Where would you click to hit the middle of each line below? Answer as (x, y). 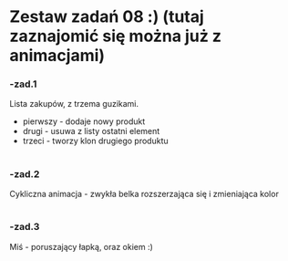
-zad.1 (23, 84)
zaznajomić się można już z (115, 36)
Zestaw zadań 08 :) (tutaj (107, 17)
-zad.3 (25, 227)
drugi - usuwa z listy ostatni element (91, 131)
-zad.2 (25, 173)
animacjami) (57, 56)
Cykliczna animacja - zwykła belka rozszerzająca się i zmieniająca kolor (144, 194)
